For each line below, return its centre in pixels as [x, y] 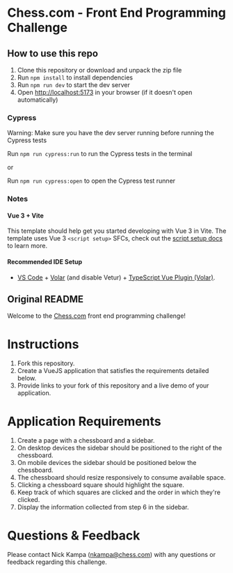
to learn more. [27, 246]
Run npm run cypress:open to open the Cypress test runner [91, 181]
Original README [46, 299]
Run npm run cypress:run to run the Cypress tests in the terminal [100, 154]
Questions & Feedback [74, 535]
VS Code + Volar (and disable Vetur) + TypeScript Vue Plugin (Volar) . [116, 277]
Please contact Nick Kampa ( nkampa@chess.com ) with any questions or [111, 555]
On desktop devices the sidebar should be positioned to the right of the [120, 448]
